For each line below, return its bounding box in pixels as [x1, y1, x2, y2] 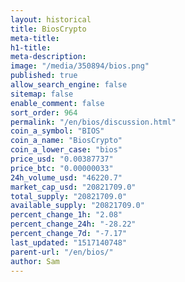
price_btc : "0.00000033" [10, 163, 114, 173]
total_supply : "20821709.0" [10, 191, 128, 201]
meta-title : [10, 33, 60, 43]
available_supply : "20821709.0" [10, 201, 145, 211]
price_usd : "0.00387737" [10, 154, 114, 164]
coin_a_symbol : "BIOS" [10, 126, 105, 136]
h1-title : [10, 42, 52, 53]
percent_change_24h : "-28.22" [10, 219, 137, 230]
